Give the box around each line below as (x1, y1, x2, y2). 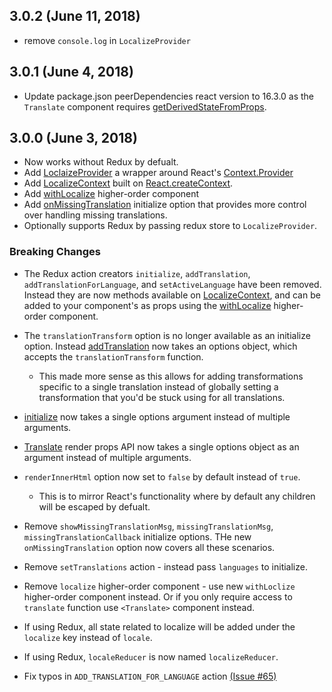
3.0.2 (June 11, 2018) (9, 8, 141, 25)
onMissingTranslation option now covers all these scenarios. (23, 541, 276, 553)
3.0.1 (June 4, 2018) (9, 64, 134, 81)
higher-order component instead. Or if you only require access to (23, 590, 293, 603)
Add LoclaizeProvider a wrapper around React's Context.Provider (23, 167, 294, 179)
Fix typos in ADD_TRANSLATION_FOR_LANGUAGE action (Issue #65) (23, 670, 277, 682)
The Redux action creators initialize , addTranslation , (23, 267, 251, 279)
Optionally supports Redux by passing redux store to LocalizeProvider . (23, 220, 318, 232)
